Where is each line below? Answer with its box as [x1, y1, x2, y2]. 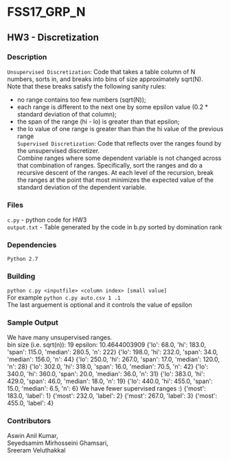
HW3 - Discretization [7, 32, 100, 43]
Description [7, 52, 47, 62]
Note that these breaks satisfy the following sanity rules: [7, 82, 167, 90]
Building [7, 272, 36, 281]
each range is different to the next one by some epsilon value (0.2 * [16, 102, 208, 111]
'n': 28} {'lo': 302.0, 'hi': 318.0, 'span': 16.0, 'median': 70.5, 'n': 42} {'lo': [7, 363, 209, 371]
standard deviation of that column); [16, 110, 117, 118]
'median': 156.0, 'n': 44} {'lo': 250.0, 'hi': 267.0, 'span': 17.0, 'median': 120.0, [7, 355, 220, 364]
